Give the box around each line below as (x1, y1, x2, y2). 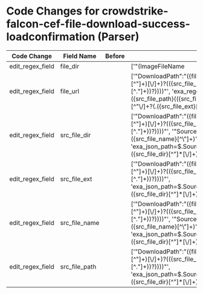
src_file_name (60, 218, 100, 227)
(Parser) (97, 30, 140, 44)
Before (105, 51, 125, 60)
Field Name (63, 51, 97, 60)
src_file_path (60, 262, 97, 270)
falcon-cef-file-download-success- (6, 17, 190, 31)
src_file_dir (60, 131, 91, 139)
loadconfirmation (6, 30, 95, 44)
